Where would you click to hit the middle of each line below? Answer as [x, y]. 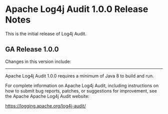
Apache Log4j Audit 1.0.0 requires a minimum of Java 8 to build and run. [79, 75]
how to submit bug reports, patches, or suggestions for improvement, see [81, 90]
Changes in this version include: [38, 61]
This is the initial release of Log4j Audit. [46, 33]
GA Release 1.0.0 [32, 49]
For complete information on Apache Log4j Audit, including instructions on [82, 85]
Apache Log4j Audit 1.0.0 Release [77, 9]
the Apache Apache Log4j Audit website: [47, 96]
